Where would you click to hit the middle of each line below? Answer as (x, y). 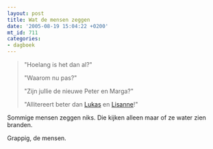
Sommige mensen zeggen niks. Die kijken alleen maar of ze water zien (107, 118)
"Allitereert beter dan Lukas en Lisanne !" (81, 104)
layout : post (26, 13)
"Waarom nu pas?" (50, 78)
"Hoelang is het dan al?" (58, 65)
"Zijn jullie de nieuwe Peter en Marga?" (79, 91)
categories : (24, 39)
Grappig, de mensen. (37, 138)
